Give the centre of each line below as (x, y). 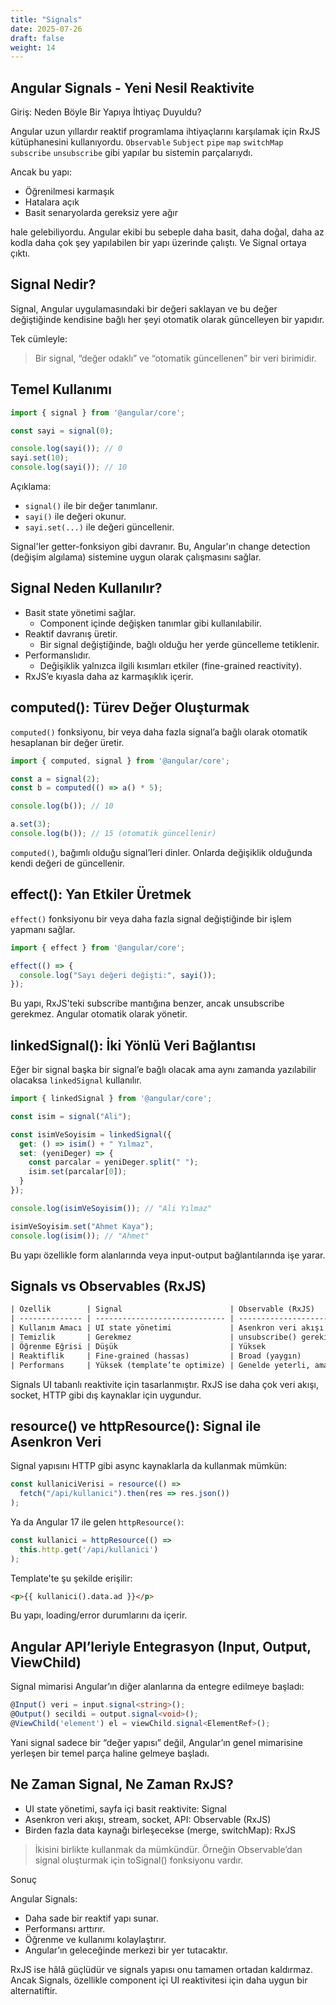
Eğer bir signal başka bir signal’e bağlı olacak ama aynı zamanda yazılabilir (163, 1070)
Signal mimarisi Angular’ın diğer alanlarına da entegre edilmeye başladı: (157, 1687)
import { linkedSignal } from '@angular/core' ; (111, 1099)
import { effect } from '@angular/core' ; (98, 947)
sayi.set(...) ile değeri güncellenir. (99, 527)
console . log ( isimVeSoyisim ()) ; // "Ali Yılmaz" (111, 1208)
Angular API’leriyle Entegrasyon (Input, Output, (161, 1646)
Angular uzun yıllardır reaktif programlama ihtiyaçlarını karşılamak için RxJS (165, 132)
